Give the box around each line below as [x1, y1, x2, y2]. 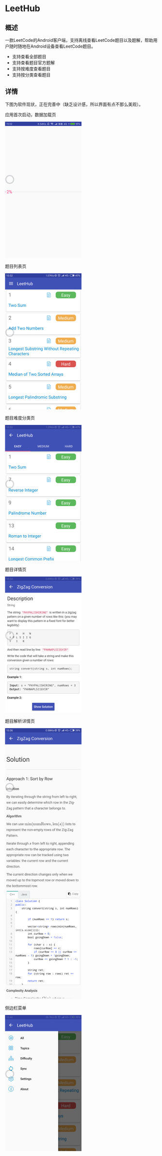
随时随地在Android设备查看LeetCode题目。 [9, 43, 96, 49]
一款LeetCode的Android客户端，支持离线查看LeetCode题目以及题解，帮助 [5, 37, 154, 43]
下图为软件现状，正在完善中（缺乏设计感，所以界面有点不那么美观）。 [5, 101, 143, 107]
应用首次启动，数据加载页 [5, 111, 56, 117]
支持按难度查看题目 [12, 66, 51, 71]
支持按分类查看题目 [12, 72, 51, 78]
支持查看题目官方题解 [12, 60, 55, 66]
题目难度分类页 [5, 415, 35, 420]
